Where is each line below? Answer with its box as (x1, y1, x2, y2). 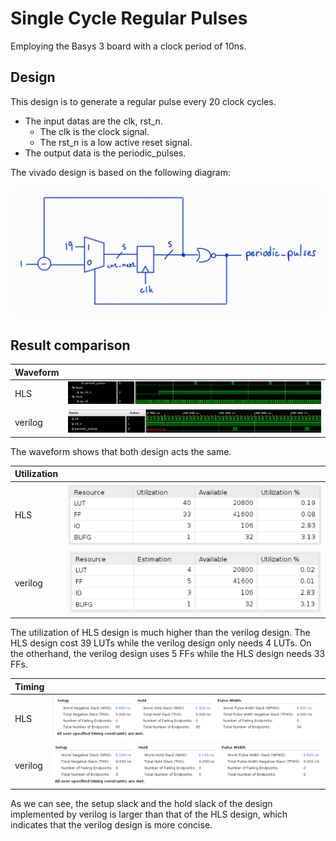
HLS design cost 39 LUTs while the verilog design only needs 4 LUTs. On (10, 637, 312, 649)
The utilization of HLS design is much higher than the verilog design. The (10, 627, 311, 639)
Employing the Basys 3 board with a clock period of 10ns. (10, 40, 247, 52)
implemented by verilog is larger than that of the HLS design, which (10, 808, 288, 820)
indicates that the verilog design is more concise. (10, 818, 213, 831)
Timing (14, 680, 45, 692)
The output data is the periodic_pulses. (24, 147, 187, 159)
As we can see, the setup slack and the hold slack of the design (10, 797, 273, 809)
